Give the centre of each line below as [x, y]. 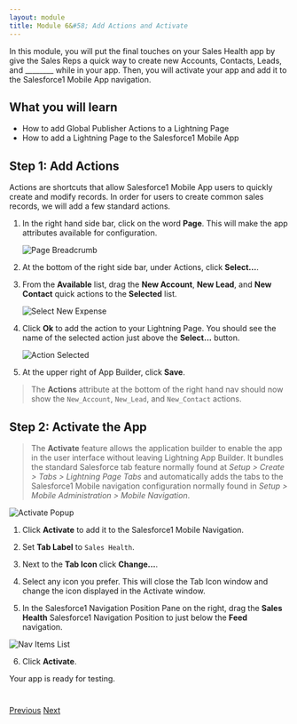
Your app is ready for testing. [62, 678]
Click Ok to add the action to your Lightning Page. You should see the [149, 329]
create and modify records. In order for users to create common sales [137, 197]
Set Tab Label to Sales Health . [78, 546]
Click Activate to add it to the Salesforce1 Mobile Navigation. [133, 529]
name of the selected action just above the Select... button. [131, 338]
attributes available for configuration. [90, 233]
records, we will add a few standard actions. [90, 206]
